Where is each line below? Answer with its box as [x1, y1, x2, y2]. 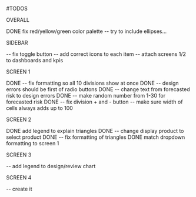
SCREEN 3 [6, 151, 32, 158]
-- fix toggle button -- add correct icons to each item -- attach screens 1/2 [6, 51, 187, 58]
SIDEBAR [6, 39, 28, 46]
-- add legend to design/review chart [6, 163, 96, 169]
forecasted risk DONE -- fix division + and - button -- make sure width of [6, 98, 183, 105]
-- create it [6, 185, 32, 192]
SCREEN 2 [6, 116, 32, 123]
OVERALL [6, 16, 29, 23]
